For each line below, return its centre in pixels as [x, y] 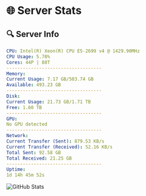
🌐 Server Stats [44, 11]
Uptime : [16, 170]
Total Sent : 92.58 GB [34, 152]
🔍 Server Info [33, 34]
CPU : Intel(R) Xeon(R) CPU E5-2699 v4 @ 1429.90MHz [73, 51]
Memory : [16, 73]
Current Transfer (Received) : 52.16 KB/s [60, 147]
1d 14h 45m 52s [26, 175]
